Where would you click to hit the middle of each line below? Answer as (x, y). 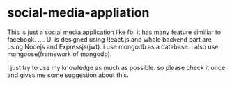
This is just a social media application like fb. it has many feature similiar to (114, 32)
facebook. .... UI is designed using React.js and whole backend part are (109, 39)
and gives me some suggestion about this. (68, 75)
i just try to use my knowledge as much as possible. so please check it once (116, 67)
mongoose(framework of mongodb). (60, 54)
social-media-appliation (78, 13)
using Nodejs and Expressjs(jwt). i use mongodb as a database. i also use (113, 46)
